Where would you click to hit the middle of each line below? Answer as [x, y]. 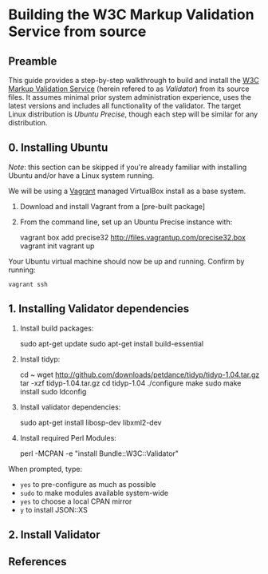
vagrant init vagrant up [57, 246]
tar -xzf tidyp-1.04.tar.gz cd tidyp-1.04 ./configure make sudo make [130, 383]
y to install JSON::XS [53, 509]
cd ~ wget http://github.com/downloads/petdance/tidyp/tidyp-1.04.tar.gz [140, 374]
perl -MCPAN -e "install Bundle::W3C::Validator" [99, 453]
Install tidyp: [40, 359]
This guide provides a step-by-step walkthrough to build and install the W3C [134, 80]
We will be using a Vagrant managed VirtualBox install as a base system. [127, 191]
